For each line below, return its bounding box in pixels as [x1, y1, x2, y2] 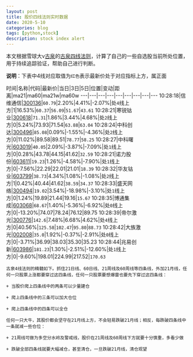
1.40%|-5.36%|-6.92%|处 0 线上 [49, 202, 123, 208]
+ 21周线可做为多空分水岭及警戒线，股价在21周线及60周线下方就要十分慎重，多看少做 [6, 335, 184, 341]
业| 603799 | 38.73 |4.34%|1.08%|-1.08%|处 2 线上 [6, 173, 120, 179]
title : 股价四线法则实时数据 [6, 14, 68, 20]
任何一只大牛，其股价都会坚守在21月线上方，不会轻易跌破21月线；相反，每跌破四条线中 [6, 317, 187, 323]
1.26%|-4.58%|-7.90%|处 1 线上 [46, 158, 120, 164]
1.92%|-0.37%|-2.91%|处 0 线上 [46, 231, 119, 238]
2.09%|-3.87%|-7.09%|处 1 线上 [47, 143, 122, 150]
